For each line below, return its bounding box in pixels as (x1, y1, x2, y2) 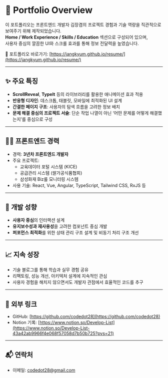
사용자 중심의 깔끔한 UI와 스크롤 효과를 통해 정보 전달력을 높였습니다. (5, 40, 139, 46)
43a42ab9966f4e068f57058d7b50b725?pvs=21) (12, 331, 114, 336)
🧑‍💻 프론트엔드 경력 (5, 137, 59, 145)
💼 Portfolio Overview (5, 4, 92, 16)
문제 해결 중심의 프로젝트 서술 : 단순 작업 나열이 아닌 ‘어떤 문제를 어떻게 (12, 110, 149, 116)
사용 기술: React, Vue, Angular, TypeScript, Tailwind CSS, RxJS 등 (12, 182, 146, 188)
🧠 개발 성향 (5, 203, 37, 211)
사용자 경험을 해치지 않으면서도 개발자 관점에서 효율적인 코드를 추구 (12, 279, 143, 285)
